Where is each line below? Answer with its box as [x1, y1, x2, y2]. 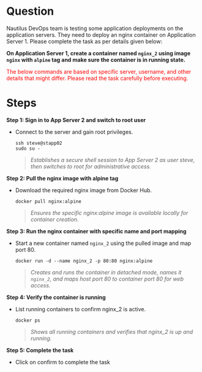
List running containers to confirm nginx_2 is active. [15, 305, 146, 312]
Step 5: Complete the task [6, 346, 74, 354]
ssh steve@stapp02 [15, 140, 62, 146]
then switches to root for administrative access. [30, 163, 151, 170]
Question [6, 4, 54, 18]
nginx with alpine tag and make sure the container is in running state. [6, 56, 185, 63]
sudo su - [15, 145, 41, 152]
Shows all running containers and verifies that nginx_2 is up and [30, 328, 193, 335]
